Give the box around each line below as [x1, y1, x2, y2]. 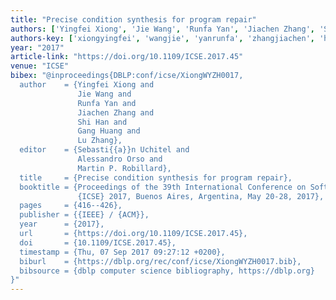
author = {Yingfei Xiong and [19, 80, 155, 90]
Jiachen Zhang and [77, 107, 155, 118]
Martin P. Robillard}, [77, 163, 172, 173]
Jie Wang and [77, 89, 132, 99]
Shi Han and [77, 117, 128, 127]
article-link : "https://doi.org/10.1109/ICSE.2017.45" [10, 52, 244, 62]
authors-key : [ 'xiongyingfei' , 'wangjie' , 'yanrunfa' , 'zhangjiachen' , [10, 33, 315, 43]
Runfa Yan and [77, 98, 137, 108]
